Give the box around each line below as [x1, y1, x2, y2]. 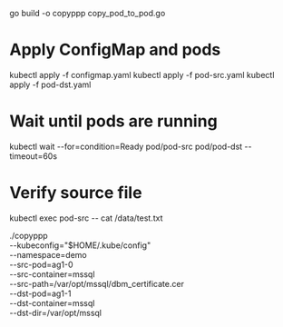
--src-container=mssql [9, 268, 95, 280]
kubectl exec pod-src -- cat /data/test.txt [9, 213, 163, 223]
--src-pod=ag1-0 [9, 259, 73, 270]
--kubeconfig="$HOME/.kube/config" [9, 240, 151, 251]
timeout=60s [9, 150, 57, 162]
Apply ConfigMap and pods [9, 40, 221, 60]
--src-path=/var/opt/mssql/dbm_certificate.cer [9, 278, 184, 289]
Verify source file [9, 183, 142, 203]
